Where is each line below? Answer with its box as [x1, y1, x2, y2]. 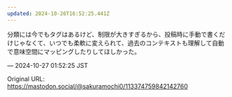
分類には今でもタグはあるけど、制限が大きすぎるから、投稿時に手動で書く [7, 30, 220, 38]
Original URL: [7, 74, 45, 83]
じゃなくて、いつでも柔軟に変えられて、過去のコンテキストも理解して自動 [12, 39, 224, 47]
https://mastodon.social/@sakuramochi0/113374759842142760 [7, 82, 188, 90]
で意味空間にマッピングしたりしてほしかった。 [7, 47, 141, 55]
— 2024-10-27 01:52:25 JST [7, 61, 89, 69]
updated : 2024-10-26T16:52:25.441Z [7, 10, 110, 17]
